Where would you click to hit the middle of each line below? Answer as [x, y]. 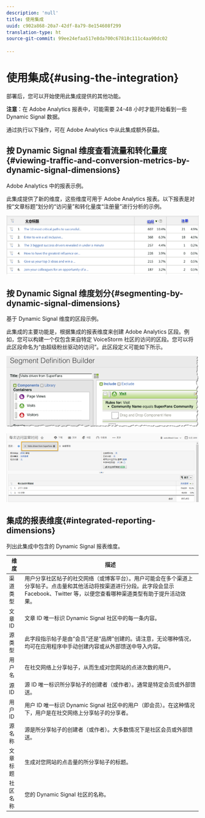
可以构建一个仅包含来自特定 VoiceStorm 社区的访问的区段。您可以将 [108, 340]
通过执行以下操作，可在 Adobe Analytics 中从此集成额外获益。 [85, 130]
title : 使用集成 [25, 19]
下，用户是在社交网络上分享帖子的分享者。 [78, 713]
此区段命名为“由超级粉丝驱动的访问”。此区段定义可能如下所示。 [86, 347]
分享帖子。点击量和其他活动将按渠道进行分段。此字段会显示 [99, 586]
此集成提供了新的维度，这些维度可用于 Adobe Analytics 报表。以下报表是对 [101, 199]
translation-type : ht [34, 32]
